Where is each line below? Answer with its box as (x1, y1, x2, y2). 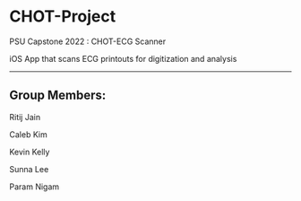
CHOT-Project (9, 6, 116, 27)
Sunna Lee (9, 163, 49, 174)
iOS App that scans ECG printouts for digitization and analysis (9, 53, 237, 64)
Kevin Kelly (9, 146, 50, 157)
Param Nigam (9, 181, 60, 192)
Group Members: (9, 88, 107, 103)
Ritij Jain (9, 111, 41, 122)
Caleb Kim (9, 128, 47, 140)
